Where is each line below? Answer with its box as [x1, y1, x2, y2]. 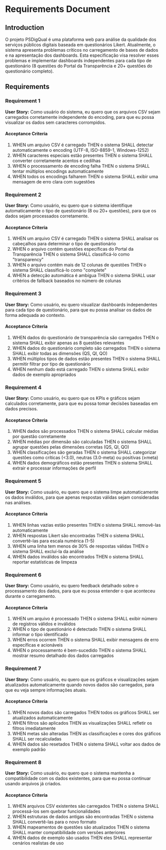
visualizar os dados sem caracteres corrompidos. [5, 119, 106, 125]
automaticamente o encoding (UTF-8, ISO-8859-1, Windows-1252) [12, 147, 149, 153]
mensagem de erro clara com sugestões [12, 179, 95, 185]
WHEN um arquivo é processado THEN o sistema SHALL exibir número [12, 616, 158, 622]
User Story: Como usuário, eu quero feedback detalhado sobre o [5, 583, 139, 589]
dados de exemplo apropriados [12, 372, 76, 378]
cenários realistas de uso [12, 840, 64, 846]
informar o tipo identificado [12, 632, 68, 638]
